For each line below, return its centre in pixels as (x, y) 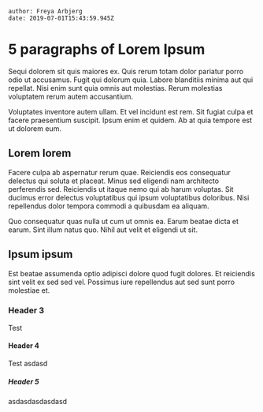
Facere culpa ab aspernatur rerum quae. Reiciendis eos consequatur (119, 172)
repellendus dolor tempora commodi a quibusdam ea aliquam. (109, 206)
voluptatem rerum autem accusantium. (71, 96)
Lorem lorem (40, 154)
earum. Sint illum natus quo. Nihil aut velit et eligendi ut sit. (103, 230)
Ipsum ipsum (41, 255)
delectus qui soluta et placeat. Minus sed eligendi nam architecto (113, 181)
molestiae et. (29, 290)
